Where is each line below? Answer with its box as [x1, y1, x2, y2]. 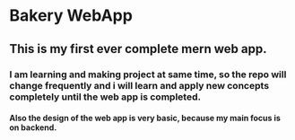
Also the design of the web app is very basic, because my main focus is [9, 113, 281, 124]
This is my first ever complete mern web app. [9, 41, 267, 57]
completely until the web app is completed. [9, 91, 202, 103]
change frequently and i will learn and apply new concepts [9, 79, 270, 92]
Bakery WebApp [9, 5, 133, 26]
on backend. [9, 122, 57, 133]
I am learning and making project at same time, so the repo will [9, 68, 287, 81]
